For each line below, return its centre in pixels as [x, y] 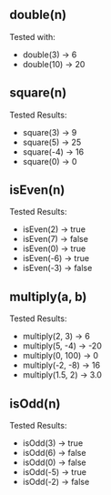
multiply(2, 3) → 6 [56, 337]
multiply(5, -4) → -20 [62, 346]
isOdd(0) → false [54, 462]
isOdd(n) [35, 404]
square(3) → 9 [50, 132]
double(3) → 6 [50, 55]
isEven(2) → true [54, 229]
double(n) [38, 15]
